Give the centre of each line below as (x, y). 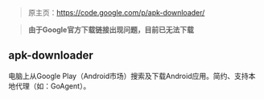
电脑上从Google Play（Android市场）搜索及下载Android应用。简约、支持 (128, 76)
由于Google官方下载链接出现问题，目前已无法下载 (111, 30)
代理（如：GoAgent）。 (53, 86)
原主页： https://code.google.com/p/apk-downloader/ (116, 12)
